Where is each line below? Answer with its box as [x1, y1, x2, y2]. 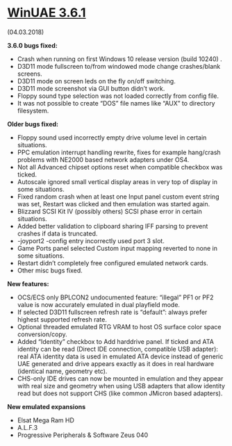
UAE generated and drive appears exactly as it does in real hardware [17, 359, 214, 367]
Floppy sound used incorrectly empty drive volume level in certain [17, 133, 207, 142]
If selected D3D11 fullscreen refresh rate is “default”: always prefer [17, 308, 208, 316]
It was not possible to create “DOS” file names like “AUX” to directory [17, 99, 215, 107]
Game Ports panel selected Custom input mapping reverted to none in [17, 244, 217, 252]
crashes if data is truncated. [17, 229, 98, 238]
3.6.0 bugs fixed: [7, 41, 58, 49]
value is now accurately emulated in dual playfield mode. [17, 300, 181, 308]
